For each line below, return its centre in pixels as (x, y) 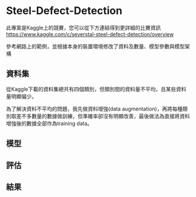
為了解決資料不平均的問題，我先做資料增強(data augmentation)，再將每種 (94, 109)
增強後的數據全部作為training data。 (49, 123)
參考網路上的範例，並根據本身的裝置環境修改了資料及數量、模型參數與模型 (95, 46)
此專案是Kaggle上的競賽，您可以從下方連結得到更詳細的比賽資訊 (83, 27)
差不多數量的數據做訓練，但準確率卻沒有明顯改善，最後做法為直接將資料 (103, 116)
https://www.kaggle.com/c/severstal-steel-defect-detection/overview (90, 34)
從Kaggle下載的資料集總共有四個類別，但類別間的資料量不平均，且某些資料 (96, 89)
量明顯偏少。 (21, 96)
